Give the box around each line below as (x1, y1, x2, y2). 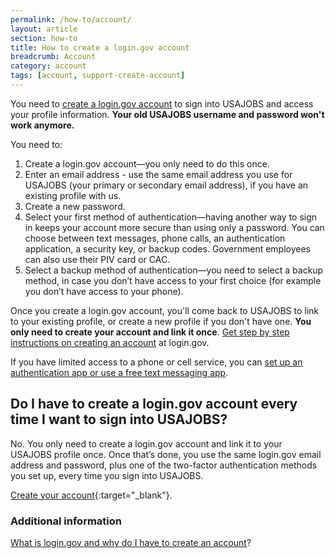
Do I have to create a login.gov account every (10, 396, 298, 413)
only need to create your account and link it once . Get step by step (10, 326, 290, 338)
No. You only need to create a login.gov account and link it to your (10, 437, 283, 450)
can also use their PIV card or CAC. (24, 253, 171, 265)
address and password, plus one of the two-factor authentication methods (10, 459, 318, 471)
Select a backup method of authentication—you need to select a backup (24, 264, 324, 276)
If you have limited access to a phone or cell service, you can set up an (10, 356, 303, 368)
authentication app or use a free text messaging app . (10, 366, 229, 378)
